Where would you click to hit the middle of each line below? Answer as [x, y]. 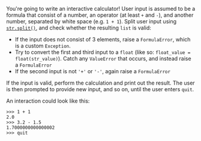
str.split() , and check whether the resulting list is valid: [79, 28]
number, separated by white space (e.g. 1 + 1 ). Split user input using [91, 21]
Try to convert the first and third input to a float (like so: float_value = [103, 52]
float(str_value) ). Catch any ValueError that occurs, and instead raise [103, 58]
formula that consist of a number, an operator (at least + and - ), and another [100, 15]
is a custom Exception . [43, 46]
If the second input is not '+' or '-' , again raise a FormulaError [93, 71]
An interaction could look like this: [48, 101]
